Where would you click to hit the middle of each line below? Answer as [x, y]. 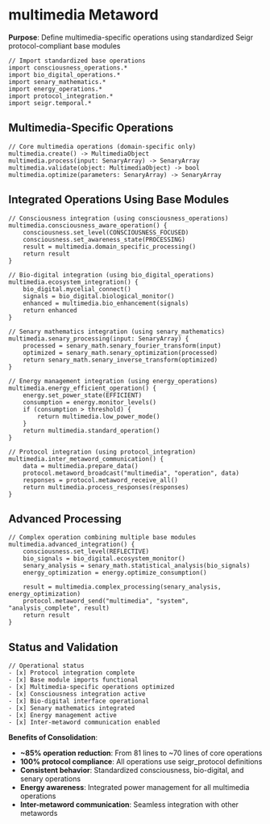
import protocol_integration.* [61, 96]
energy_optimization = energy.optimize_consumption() [115, 573]
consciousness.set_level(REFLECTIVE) [86, 551]
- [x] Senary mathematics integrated [72, 708]
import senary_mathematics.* [57, 82]
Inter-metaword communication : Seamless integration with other [129, 805]
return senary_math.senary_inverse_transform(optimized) [120, 360]
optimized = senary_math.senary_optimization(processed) [120, 353]
